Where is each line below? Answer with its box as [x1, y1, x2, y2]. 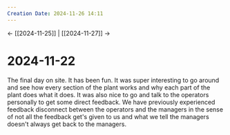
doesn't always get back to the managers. [7, 120, 126, 128]
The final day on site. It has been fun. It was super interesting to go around [7, 76, 220, 84]
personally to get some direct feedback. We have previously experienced [7, 98, 215, 106]
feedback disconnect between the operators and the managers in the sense [7, 105, 223, 114]
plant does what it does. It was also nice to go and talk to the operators [7, 90, 209, 98]
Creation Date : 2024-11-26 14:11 [7, 10, 104, 17]
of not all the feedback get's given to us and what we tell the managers [7, 112, 209, 121]
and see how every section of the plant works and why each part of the [7, 83, 211, 92]
